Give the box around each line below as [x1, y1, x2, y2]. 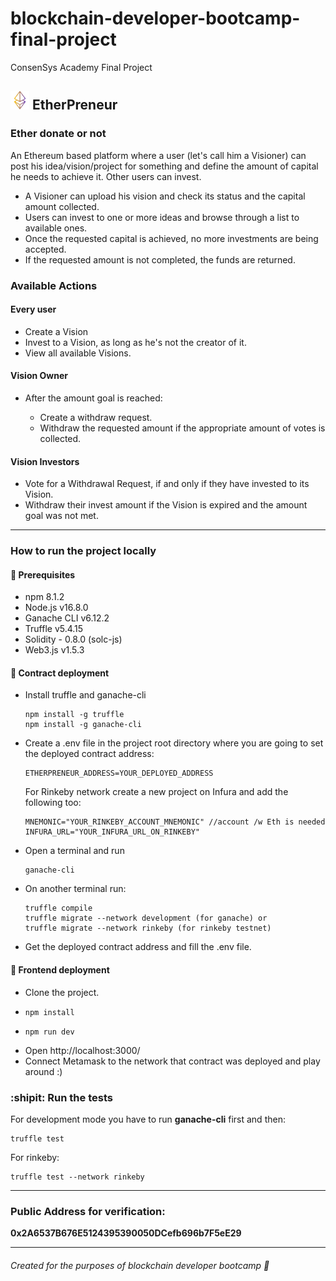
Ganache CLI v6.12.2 [24, 612, 110, 624]
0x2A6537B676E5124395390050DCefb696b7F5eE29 [10, 1227, 242, 1239]
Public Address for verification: [10, 1204, 166, 1218]
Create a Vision [24, 325, 89, 337]
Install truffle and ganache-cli [24, 689, 147, 701]
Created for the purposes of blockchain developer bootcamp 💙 [10, 1259, 270, 1271]
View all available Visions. [24, 347, 132, 359]
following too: [24, 797, 82, 809]
